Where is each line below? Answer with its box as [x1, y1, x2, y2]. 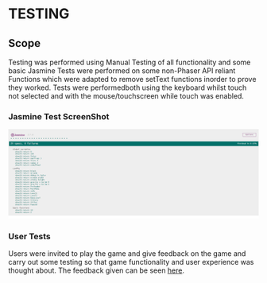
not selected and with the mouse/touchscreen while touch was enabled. [8, 91, 245, 100]
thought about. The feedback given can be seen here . [8, 266, 185, 275]
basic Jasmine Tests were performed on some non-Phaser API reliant [8, 66, 236, 76]
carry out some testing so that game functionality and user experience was [8, 258, 254, 267]
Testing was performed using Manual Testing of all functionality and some [8, 57, 251, 67]
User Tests [8, 231, 51, 242]
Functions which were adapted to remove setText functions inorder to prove [8, 75, 257, 83]
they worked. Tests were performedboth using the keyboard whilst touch [8, 83, 247, 92]
